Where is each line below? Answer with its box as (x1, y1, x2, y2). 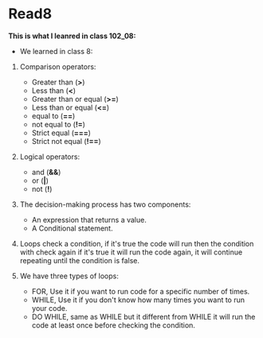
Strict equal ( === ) (31, 128, 92, 138)
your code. (31, 303, 68, 313)
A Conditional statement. (31, 223, 113, 233)
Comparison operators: (19, 61, 96, 72)
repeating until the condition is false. (19, 255, 140, 265)
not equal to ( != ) (31, 119, 86, 129)
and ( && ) (31, 167, 61, 177)
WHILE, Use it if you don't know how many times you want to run (31, 295, 245, 305)
